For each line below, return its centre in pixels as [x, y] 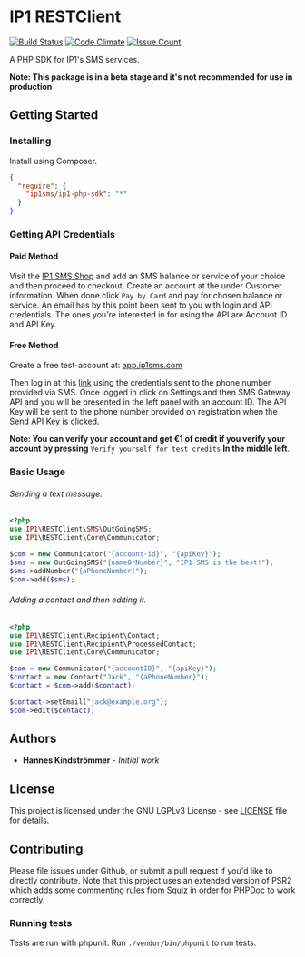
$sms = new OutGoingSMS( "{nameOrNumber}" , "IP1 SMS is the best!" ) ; [142, 562]
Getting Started [54, 115]
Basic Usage [38, 472]
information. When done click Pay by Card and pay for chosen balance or [146, 296]
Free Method [34, 345]
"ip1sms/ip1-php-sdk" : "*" [77, 194]
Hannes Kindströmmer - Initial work [91, 760]
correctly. [27, 900]
